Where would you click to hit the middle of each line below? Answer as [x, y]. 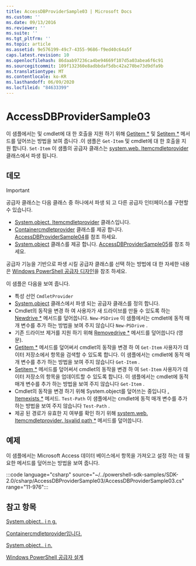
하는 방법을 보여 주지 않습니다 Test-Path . [62, 406]
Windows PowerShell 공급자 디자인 [53, 271]
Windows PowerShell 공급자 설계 [45, 557]
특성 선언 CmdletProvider [44, 296]
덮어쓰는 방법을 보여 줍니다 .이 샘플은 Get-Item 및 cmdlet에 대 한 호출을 [98, 140]
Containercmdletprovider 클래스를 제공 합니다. [69, 229]
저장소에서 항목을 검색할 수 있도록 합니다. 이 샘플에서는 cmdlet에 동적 [105, 354]
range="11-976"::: [27, 487]
